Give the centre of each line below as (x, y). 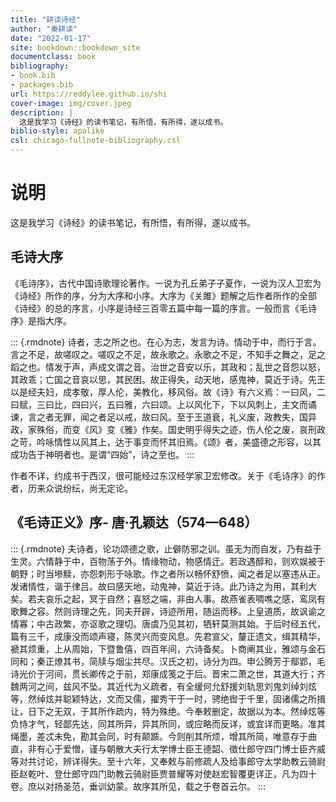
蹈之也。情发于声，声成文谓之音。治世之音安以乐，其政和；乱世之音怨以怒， (168, 367)
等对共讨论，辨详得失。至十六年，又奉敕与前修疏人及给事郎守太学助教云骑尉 (168, 761)
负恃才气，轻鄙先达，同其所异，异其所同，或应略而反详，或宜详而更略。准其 (168, 723)
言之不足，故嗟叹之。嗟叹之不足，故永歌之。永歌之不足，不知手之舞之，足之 (168, 354)
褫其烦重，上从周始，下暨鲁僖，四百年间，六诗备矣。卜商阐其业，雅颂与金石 (168, 648)
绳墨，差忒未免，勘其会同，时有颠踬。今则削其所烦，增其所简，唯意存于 (159, 736)
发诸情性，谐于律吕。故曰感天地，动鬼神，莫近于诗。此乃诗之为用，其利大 (163, 586)
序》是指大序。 (41, 320)
